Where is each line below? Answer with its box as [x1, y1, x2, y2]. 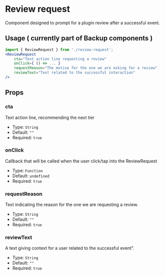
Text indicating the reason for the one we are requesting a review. [5, 201, 138, 208]
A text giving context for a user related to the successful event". [5, 245, 134, 251]
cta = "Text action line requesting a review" [14, 56, 107, 61]
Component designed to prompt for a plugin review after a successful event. [5, 20, 160, 26]
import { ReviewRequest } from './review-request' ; [5, 47, 113, 52]
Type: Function [12, 167, 43, 173]
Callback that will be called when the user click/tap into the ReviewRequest [5, 158, 158, 164]
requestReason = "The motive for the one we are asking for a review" [14, 66, 158, 71]
